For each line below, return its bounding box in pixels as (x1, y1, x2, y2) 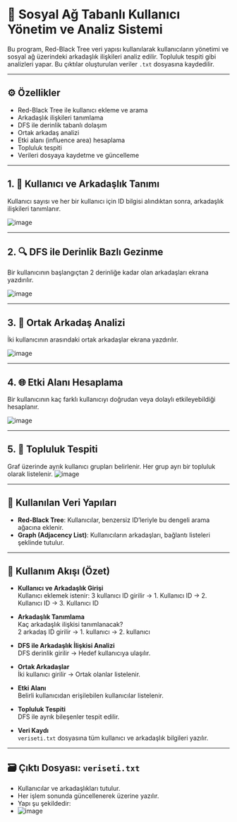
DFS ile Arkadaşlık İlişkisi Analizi (17, 642, 115, 650)
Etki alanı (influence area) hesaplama (17, 136, 126, 144)
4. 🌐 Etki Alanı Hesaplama (7, 376, 123, 388)
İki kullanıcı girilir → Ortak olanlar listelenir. (17, 670, 141, 678)
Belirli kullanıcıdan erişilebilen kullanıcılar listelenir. (17, 691, 164, 700)
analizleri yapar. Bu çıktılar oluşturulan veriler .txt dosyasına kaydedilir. (7, 59, 215, 68)
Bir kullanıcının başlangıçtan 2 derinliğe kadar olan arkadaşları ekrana (7, 268, 209, 277)
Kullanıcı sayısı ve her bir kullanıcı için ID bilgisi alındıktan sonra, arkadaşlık (7, 197, 224, 205)
